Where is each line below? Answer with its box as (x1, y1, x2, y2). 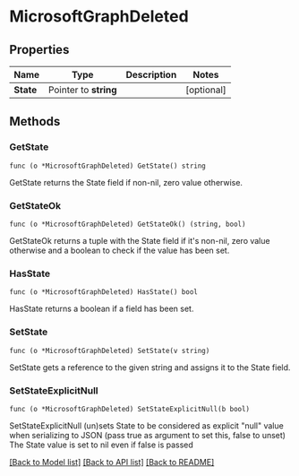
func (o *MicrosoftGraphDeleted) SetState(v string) (9, 346, 210, 355)
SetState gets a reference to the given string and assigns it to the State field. (9, 361, 291, 373)
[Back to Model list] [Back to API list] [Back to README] (9, 456, 215, 467)
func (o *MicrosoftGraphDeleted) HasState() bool (9, 288, 199, 297)
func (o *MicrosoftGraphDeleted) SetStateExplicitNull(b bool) (9, 404, 251, 413)
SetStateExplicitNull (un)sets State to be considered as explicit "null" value (9, 420, 284, 431)
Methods (9, 114, 61, 129)
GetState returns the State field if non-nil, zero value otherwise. (9, 177, 243, 187)
